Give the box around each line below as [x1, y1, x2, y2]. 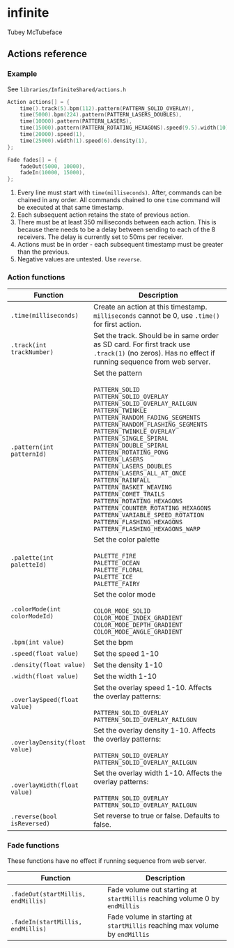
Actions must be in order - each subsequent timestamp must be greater [17, 240, 224, 249]
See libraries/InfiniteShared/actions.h [7, 85, 127, 93]
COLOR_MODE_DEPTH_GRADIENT [93, 621, 183, 629]
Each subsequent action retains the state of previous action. [17, 211, 190, 219]
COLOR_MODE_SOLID [93, 607, 151, 615]
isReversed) [10, 820, 51, 827]
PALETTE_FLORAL [93, 566, 144, 574]
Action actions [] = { [7, 98, 70, 105]
